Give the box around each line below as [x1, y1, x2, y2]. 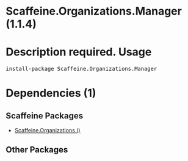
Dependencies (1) [5, 87, 96, 100]
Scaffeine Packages [5, 110, 84, 121]
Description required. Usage [5, 45, 152, 59]
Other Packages [5, 145, 68, 155]
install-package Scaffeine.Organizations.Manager [5, 65, 157, 73]
